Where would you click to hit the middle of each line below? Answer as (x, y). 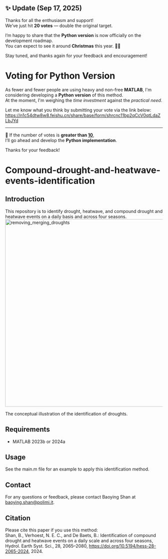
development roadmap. (29, 40)
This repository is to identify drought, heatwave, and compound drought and (84, 211)
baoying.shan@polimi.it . (30, 502)
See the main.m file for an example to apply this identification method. (77, 469)
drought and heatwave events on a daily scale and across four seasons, (79, 540)
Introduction (25, 199)
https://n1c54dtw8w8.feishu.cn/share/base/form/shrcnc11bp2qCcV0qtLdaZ (83, 115)
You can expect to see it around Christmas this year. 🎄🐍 (63, 46)
